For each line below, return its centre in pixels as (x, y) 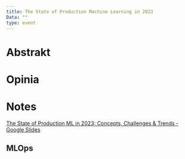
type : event (21, 23)
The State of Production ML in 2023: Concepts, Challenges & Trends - (92, 123)
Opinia (23, 79)
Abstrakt (28, 52)
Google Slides (23, 129)
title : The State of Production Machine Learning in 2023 (80, 12)
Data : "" (17, 17)
